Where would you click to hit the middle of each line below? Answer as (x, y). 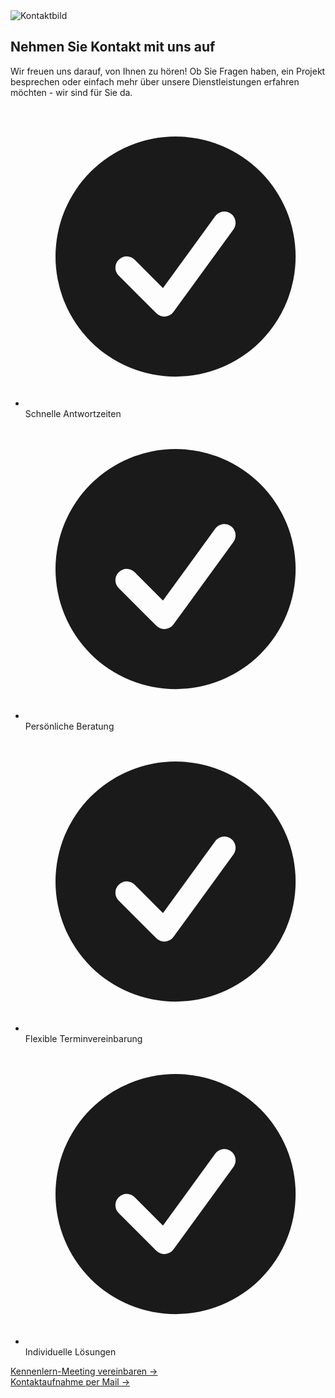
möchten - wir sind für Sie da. (71, 92)
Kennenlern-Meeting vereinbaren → (84, 1371)
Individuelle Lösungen (70, 1351)
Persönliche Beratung (69, 726)
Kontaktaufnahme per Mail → (70, 1381)
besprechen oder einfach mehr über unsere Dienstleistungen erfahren (155, 81)
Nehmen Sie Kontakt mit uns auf (113, 47)
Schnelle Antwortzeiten (73, 414)
